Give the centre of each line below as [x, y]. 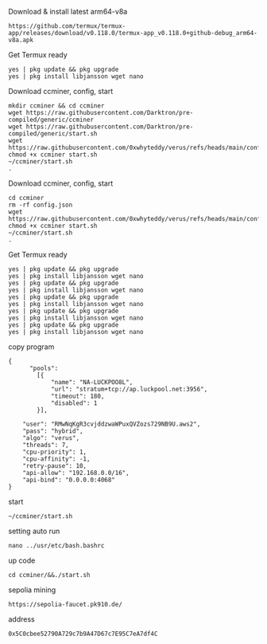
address [21, 619]
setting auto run [34, 531]
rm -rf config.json [41, 205]
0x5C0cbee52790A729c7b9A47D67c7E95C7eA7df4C [83, 634]
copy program [31, 347]
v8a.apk [21, 40]
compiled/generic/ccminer [51, 120]
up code [22, 560]
